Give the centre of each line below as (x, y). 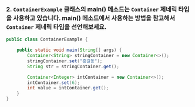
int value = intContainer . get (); (68, 88)
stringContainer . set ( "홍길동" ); (65, 61)
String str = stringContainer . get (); (73, 66)
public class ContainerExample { (47, 39)
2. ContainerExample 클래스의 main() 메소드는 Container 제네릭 (92, 9)
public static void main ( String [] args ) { (69, 50)
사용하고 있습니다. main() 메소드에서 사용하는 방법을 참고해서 (94, 18)
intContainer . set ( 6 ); (54, 83)
